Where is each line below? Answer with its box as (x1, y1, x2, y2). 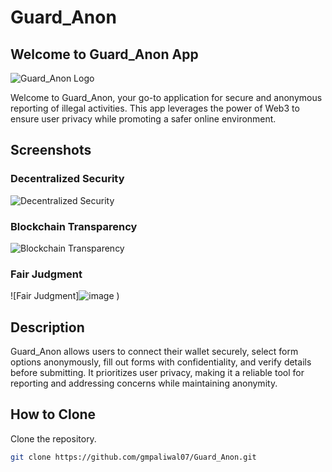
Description (10, 319, 85, 336)
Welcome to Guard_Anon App (10, 46, 199, 63)
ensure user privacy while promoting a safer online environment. (10, 113, 277, 125)
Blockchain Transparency (10, 219, 138, 233)
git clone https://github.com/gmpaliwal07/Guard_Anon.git (10, 452, 257, 462)
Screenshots (10, 142, 92, 159)
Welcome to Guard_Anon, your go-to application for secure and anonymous (10, 92, 323, 103)
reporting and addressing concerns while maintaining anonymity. (10, 377, 278, 390)
